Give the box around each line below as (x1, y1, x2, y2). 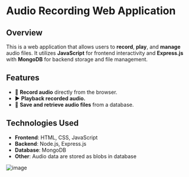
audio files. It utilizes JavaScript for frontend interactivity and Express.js (6, 50, 184, 57)
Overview (6, 28, 43, 38)
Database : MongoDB (14, 146, 67, 153)
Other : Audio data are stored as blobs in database (14, 152, 137, 160)
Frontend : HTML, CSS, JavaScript (14, 134, 98, 141)
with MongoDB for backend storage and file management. (6, 56, 148, 63)
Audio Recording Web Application (6, 4, 176, 18)
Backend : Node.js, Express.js (14, 140, 87, 147)
